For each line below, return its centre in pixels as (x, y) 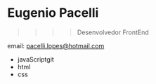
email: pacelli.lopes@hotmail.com (56, 45)
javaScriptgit (35, 59)
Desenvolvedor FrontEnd (113, 32)
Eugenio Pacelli (53, 13)
